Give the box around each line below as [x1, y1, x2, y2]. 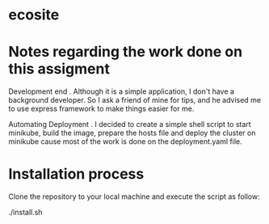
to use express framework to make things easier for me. [8, 104, 195, 114]
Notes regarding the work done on [8, 43, 243, 61]
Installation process [8, 165, 145, 184]
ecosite [8, 6, 60, 24]
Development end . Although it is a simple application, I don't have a [8, 87, 234, 96]
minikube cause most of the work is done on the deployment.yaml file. [8, 137, 242, 146]
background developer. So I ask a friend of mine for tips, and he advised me [8, 95, 261, 105]
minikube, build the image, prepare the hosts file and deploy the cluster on [8, 128, 256, 138]
